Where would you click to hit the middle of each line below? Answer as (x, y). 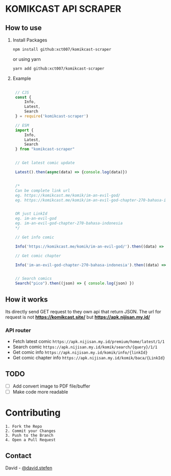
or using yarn (27, 59)
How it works (27, 299)
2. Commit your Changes (31, 431)
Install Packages (30, 40)
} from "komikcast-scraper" (45, 149)
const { (23, 97)
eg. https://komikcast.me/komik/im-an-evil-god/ (68, 195)
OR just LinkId (31, 214)
